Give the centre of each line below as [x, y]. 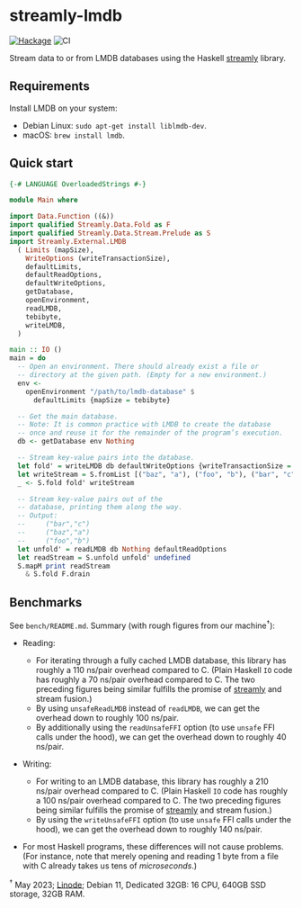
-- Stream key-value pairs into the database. [106, 458]
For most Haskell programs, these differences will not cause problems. [153, 846]
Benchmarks [46, 602]
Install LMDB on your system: [64, 108]
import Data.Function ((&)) [62, 217]
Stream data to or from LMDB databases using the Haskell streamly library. [147, 58]
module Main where [44, 200]
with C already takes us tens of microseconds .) [110, 866]
